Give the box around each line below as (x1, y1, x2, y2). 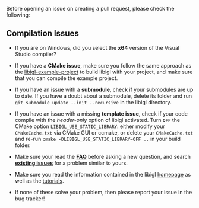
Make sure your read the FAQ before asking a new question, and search (14, 153, 191, 160)
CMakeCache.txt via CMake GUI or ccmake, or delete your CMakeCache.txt (14, 129, 194, 136)
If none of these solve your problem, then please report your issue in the (14, 188, 192, 196)
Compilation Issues (6, 28, 79, 39)
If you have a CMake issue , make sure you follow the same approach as (14, 62, 192, 69)
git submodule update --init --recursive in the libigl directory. (14, 98, 172, 105)
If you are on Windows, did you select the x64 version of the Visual (14, 44, 180, 51)
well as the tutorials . (14, 177, 64, 184)
